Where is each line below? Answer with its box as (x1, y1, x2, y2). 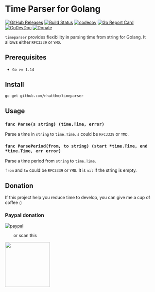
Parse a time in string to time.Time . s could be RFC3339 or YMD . (5, 131, 129, 137)
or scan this (13, 232, 37, 238)
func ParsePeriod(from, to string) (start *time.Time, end (5, 144, 148, 149)
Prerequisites (5, 54, 47, 62)
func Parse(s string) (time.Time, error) (5, 121, 104, 127)
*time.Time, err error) (5, 148, 62, 154)
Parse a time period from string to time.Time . (5, 158, 96, 164)
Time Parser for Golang (5, 3, 101, 15)
